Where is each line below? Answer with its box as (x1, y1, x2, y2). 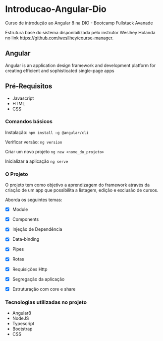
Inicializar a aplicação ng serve (5, 158, 68, 164)
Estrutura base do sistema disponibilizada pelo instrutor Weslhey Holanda (5, 29, 156, 35)
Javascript (12, 95, 34, 101)
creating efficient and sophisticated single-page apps (5, 68, 115, 73)
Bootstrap (12, 326, 33, 332)
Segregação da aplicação (12, 276, 65, 282)
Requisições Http (12, 266, 48, 272)
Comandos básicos (5, 118, 53, 125)
